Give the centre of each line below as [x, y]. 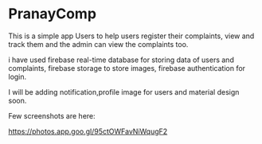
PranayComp [53, 14]
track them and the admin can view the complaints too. [98, 44]
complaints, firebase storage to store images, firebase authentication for [127, 68]
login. [18, 76]
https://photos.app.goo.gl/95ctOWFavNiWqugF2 [88, 131]
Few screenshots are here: [52, 115]
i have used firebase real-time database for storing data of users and [121, 60]
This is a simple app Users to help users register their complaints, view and [131, 36]
